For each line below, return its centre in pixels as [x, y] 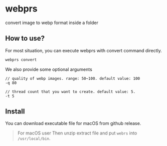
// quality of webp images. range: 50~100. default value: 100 [73, 78]
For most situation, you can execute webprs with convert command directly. [83, 50]
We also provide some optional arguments [49, 69]
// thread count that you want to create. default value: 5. [70, 92]
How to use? [25, 38]
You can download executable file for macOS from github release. [73, 123]
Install [15, 112]
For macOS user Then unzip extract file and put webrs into [77, 133]
